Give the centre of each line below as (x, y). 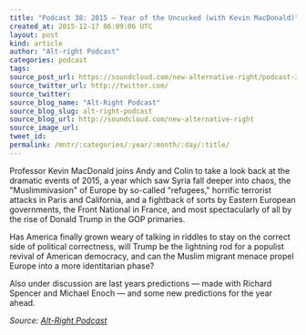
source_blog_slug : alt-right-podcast (81, 111)
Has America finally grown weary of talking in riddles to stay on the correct (150, 237)
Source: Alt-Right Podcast (58, 320)
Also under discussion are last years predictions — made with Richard (141, 283)
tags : (20, 69)
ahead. (22, 302)
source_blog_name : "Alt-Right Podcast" (85, 102)
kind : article (36, 43)
